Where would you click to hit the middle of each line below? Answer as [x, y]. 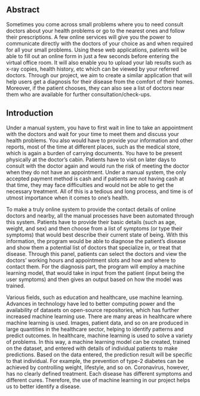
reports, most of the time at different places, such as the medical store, [93, 147]
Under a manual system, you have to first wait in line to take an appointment [99, 128]
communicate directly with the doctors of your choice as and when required [99, 43]
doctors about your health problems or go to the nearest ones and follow [96, 31]
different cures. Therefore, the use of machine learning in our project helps [98, 380]
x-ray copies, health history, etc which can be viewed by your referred [93, 69]
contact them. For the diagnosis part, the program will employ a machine [96, 267]
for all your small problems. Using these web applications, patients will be [96, 50]
